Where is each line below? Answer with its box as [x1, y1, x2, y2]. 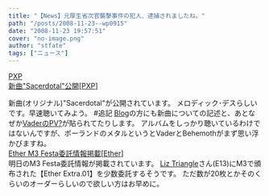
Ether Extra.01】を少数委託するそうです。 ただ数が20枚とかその [43, 169, 255, 178]
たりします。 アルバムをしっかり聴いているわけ [97, 119, 254, 127]
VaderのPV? [23, 119, 63, 127]
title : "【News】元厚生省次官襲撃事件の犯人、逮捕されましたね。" [8, 11, 205, 20]
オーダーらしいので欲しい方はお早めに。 [29, 179, 163, 188]
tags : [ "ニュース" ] [8, 49, 68, 57]
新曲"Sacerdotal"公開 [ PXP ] [8, 81, 98, 90]
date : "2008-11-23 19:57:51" [8, 27, 106, 35]
